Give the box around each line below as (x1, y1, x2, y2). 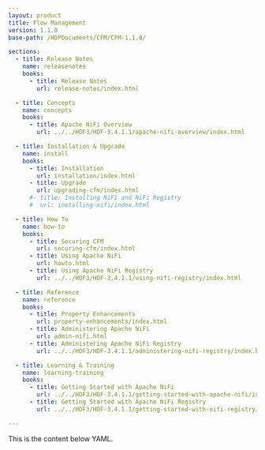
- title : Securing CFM (28, 238, 104, 246)
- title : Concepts (15, 99, 77, 107)
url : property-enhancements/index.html (36, 317, 168, 326)
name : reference (22, 295, 77, 304)
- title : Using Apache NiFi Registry (28, 267, 154, 275)
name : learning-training (22, 369, 104, 377)
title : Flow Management (8, 19, 87, 27)
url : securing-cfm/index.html (36, 245, 136, 253)
